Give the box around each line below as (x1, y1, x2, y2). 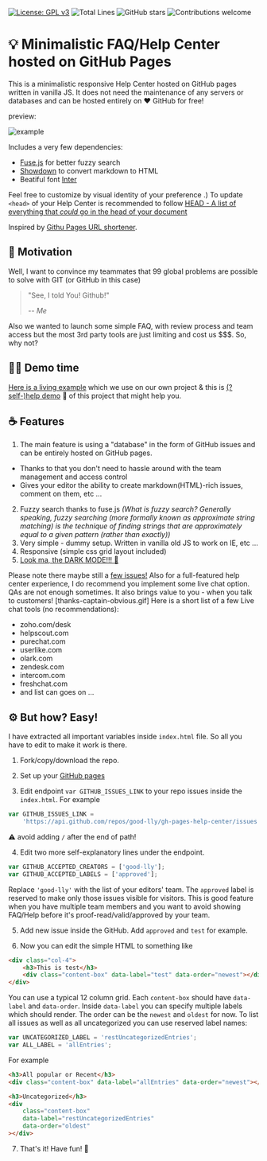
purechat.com (19, 637, 66, 646)
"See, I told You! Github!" (27, 290, 110, 300)
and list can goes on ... (19, 688, 95, 697)
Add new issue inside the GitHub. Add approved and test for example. (19, 925, 248, 935)
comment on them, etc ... (19, 489, 103, 499)
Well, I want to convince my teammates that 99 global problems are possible (8, 267, 258, 276)
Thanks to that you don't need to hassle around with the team (19, 464, 222, 473)
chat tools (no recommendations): (8, 605, 119, 614)
